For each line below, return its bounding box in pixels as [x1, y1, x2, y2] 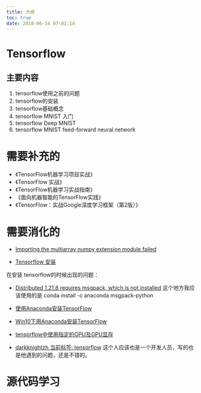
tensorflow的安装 [15, 97, 59, 105]
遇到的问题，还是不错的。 [26, 351, 90, 359]
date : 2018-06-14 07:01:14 [6, 20, 75, 26]
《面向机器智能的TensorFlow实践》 [15, 194, 104, 201]
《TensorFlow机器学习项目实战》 [15, 171, 96, 178]
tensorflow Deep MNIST [15, 120, 76, 127]
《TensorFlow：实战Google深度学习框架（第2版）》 [15, 201, 142, 208]
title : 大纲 [6, 9, 35, 15]
